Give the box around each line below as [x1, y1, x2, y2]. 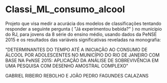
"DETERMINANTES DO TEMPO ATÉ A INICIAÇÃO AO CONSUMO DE [5, 46, 148, 52]
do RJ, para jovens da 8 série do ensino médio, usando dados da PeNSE [5, 31, 157, 37]
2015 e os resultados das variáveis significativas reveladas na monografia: [5, 37, 161, 43]
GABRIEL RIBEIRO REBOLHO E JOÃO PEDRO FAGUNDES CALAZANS [5, 72, 149, 78]
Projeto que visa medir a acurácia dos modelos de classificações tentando [5, 20, 161, 26]
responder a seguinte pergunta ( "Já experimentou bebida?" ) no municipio [5, 25, 162, 32]
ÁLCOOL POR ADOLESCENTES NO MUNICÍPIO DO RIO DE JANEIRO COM [5, 52, 160, 58]
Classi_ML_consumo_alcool [5, 4, 125, 15]
